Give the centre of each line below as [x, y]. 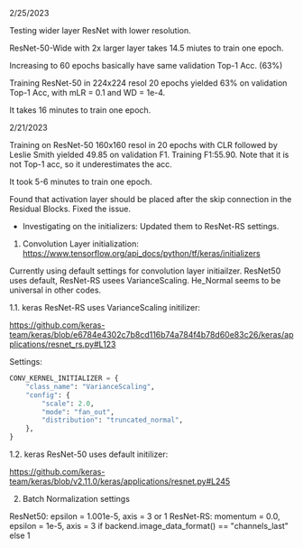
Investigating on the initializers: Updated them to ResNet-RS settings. [151, 226]
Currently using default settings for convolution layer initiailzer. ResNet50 [145, 271]
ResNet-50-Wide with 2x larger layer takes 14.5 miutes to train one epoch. [147, 48]
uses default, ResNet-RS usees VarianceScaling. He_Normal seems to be [145, 280]
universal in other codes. [55, 290]
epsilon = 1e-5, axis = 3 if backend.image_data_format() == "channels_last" [149, 526]
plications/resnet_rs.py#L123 [63, 344]
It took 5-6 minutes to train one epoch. [81, 181]
